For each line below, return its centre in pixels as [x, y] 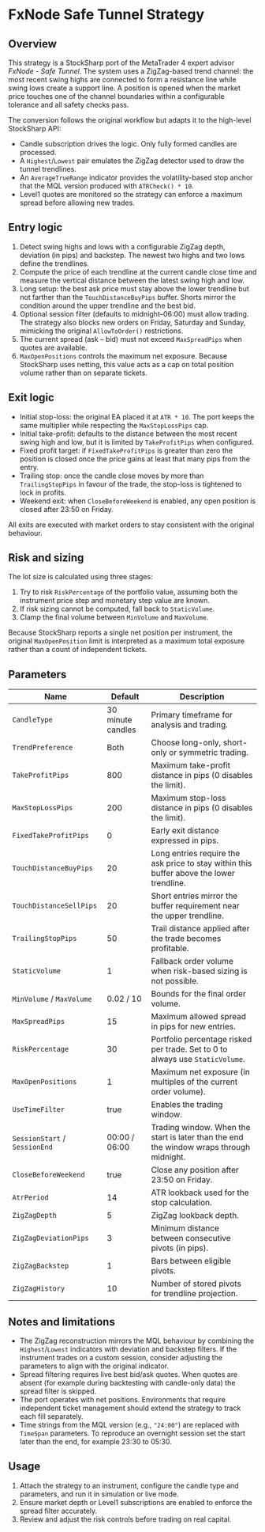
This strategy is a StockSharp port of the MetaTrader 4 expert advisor [121, 63]
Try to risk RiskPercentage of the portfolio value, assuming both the [129, 592]
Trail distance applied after [200, 929]
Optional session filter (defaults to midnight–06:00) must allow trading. [134, 313]
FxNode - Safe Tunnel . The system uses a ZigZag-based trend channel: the [131, 71]
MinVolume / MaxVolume [52, 999]
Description [202, 696]
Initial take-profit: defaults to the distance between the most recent [129, 434]
